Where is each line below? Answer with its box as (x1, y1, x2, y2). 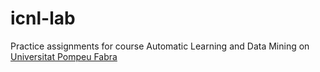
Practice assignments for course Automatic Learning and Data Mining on (10, 40, 310, 52)
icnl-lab (10, 7, 76, 30)
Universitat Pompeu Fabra (10, 50, 118, 62)
